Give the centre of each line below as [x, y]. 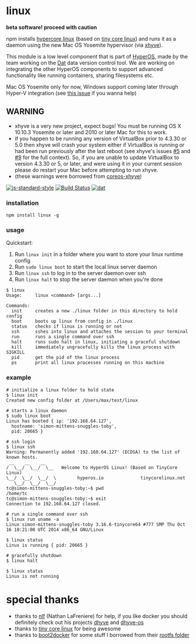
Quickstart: [20, 243]
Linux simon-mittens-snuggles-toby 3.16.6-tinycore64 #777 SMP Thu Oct [96, 525]
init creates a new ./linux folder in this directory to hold [94, 311]
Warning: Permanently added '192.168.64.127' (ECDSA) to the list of [93, 452]
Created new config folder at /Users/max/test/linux [72, 400]
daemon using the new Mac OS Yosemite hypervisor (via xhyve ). [84, 45]
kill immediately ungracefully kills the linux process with [93, 347]
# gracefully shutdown [34, 555]
